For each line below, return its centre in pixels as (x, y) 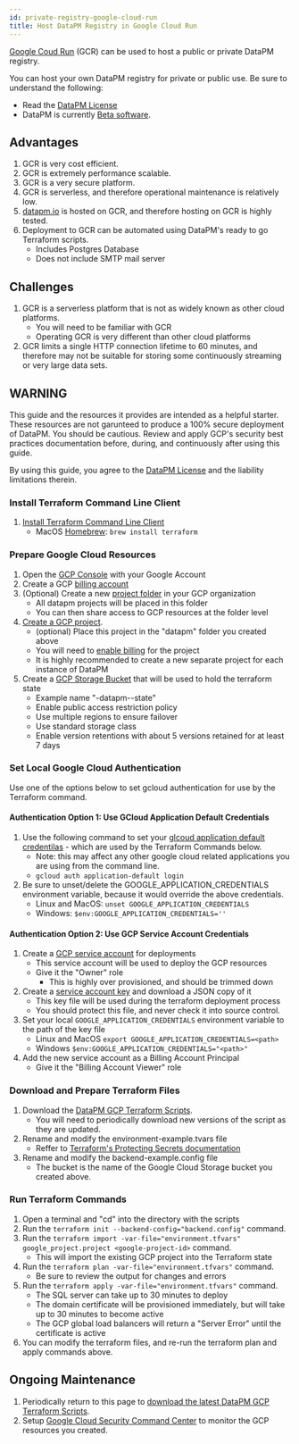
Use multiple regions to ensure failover (107, 716)
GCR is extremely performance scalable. (96, 173)
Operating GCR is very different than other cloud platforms (143, 337)
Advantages (44, 142)
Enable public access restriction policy (106, 707)
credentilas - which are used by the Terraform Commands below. (142, 847)
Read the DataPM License (70, 104)
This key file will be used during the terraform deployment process (158, 1001)
